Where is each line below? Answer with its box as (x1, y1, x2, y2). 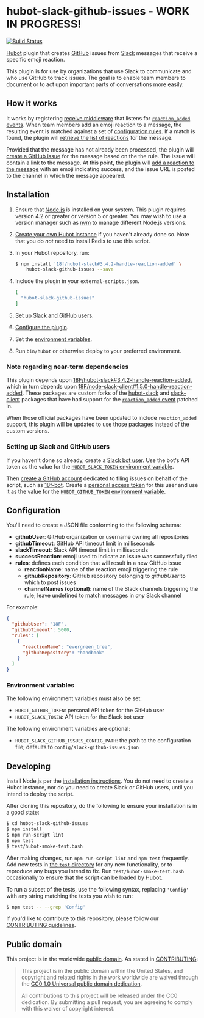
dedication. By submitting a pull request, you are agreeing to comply (21, 998, 193, 1006)
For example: (6, 604, 40, 611)
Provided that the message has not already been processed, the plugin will (6, 145, 194, 153)
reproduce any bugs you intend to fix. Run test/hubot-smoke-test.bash (6, 867, 185, 874)
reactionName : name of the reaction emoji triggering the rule (24, 566, 178, 573)
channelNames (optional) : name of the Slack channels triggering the (24, 585, 199, 593)
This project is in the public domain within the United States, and (21, 967, 183, 975)
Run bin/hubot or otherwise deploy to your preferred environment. (15, 347, 181, 354)
